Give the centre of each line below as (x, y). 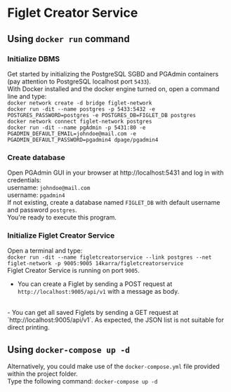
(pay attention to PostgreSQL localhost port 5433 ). (79, 81)
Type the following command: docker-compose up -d (82, 381)
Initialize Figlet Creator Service (61, 236)
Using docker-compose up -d (68, 350)
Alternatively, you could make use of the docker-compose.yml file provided (113, 367)
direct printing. (29, 327)
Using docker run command (68, 39)
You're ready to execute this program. (62, 217)
